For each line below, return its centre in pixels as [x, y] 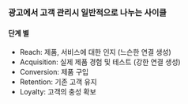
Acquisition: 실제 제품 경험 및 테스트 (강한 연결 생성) [100, 62]
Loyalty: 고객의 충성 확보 [58, 92]
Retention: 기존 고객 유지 [58, 82]
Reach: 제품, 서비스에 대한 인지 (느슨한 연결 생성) [95, 52]
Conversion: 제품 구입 [54, 72]
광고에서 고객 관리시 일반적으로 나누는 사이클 [88, 12]
